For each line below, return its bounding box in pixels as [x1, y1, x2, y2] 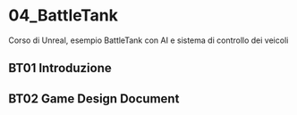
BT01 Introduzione [8, 61, 113, 76]
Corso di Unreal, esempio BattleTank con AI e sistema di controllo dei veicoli [8, 35, 289, 45]
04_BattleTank [8, 5, 118, 26]
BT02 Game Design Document [8, 91, 180, 106]
